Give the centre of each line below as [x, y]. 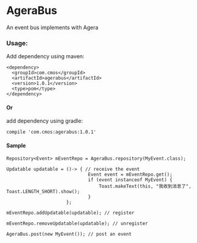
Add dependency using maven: [45, 56]
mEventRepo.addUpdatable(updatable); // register [71, 213]
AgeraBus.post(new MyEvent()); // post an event [69, 234]
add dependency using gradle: [45, 121]
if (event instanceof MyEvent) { [130, 180]
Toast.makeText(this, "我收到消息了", [145, 186]
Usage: [17, 43]
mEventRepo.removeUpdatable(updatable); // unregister [77, 223]
